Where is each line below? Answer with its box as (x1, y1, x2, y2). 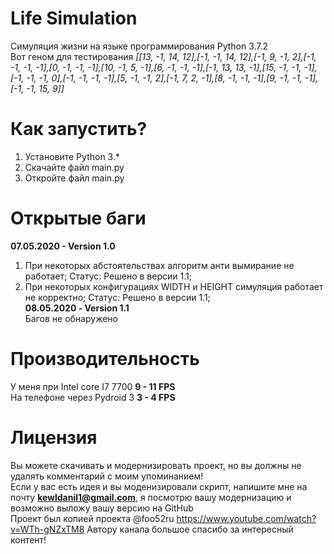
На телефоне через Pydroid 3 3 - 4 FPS (10, 391, 176, 403)
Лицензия (10, 426, 98, 449)
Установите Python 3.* (24, 150, 120, 162)
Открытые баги (10, 207, 147, 230)
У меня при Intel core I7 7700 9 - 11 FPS (10, 380, 176, 392)
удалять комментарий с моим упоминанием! (10, 470, 204, 482)
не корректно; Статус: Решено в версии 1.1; (24, 291, 211, 303)
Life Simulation (10, 7, 138, 30)
